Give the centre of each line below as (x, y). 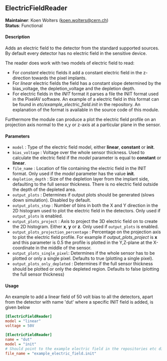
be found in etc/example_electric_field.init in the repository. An (76, 105)
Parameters (17, 136)
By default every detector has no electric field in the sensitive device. (76, 53)
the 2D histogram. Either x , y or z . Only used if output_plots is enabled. (85, 227)
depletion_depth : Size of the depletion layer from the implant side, (81, 179)
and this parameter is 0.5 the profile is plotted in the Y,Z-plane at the (82, 243)
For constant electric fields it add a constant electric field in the (77, 73)
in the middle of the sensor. (64, 248)
